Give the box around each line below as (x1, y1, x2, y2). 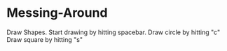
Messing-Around (6, 5, 108, 21)
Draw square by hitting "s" (6, 35, 83, 43)
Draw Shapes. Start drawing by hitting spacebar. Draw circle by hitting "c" (6, 28, 221, 36)
